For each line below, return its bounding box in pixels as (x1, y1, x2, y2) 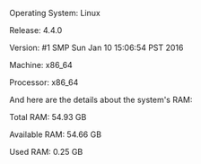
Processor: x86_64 (9, 77, 79, 88)
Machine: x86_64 (9, 60, 74, 70)
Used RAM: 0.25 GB (9, 147, 83, 157)
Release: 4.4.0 (9, 25, 63, 35)
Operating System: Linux (9, 8, 100, 18)
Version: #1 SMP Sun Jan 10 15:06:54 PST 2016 (9, 42, 184, 53)
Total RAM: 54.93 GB (9, 112, 87, 122)
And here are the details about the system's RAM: (9, 94, 193, 105)
